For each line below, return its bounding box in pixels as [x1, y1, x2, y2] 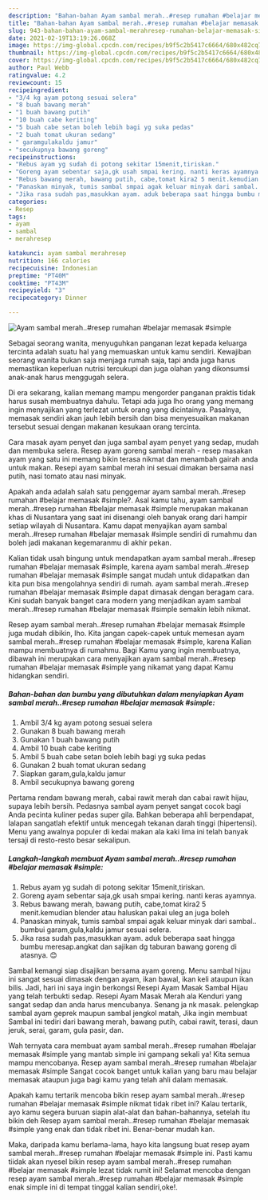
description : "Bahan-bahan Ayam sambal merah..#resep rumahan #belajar [8, 11, 251, 20]
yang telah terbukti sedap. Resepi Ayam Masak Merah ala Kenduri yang [8, 991, 242, 1001]
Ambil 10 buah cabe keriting [19, 743, 112, 753]
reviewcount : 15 [8, 78, 62, 86]
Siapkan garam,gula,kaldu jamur [19, 769, 126, 778]
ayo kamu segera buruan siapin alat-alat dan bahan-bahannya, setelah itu [8, 1107, 250, 1117]
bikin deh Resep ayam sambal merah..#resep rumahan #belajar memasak [8, 1115, 250, 1125]
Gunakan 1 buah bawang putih [19, 734, 120, 744]
